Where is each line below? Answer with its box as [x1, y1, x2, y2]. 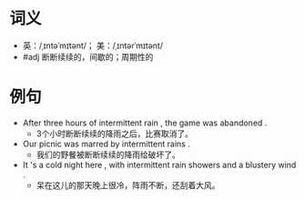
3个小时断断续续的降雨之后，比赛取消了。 [36, 128, 194, 139]
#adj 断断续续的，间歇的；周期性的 [22, 51, 154, 62]
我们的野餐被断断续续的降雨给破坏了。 [36, 149, 180, 160]
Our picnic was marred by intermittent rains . [22, 138, 191, 149]
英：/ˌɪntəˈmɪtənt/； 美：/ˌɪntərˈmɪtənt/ [22, 40, 164, 51]
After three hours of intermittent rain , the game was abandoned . [22, 117, 268, 128]
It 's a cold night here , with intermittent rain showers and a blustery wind [22, 159, 297, 170]
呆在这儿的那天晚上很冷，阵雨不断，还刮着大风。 [36, 179, 220, 191]
